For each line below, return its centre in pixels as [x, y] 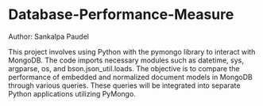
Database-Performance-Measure [121, 15]
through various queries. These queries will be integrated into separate [124, 85]
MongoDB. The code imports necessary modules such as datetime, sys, [126, 60]
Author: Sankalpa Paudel [49, 36]
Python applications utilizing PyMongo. [72, 93]
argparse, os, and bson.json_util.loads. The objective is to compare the [124, 68]
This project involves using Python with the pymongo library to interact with [132, 51]
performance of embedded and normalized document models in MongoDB [130, 77]
